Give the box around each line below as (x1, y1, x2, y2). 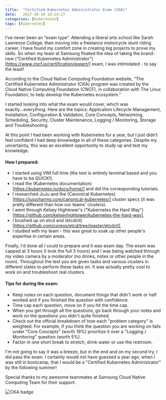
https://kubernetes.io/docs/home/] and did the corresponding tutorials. (14, 186, 160, 192)
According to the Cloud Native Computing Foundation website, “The (5, 76, 144, 82)
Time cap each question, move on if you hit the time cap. (12, 302, 129, 308)
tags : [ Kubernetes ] (5, 21, 46, 26)
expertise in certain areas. (12, 233, 66, 239)
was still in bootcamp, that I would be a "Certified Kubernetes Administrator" (5, 359, 161, 365)
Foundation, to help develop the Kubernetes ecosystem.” (5, 92, 121, 98)
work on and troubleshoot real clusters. (5, 269, 86, 275)
